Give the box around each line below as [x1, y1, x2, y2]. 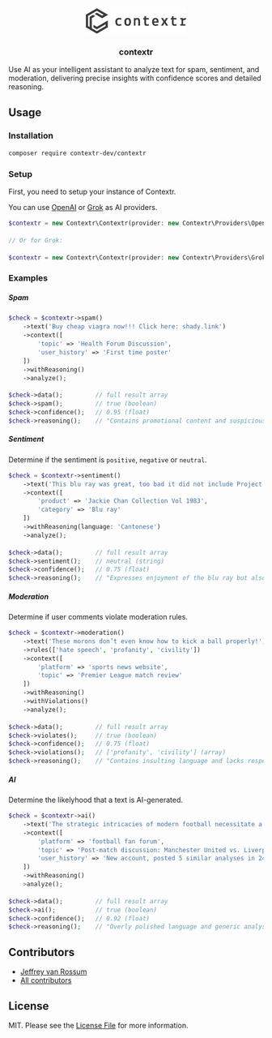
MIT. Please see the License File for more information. [8, 1020, 189, 1030]
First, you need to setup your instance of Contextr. [8, 187, 176, 197]
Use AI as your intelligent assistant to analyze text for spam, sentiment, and [8, 65, 260, 75]
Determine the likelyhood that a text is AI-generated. [8, 795, 184, 805]
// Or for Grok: [8, 236, 63, 244]
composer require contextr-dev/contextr [8, 149, 147, 157]
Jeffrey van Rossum [19, 967, 87, 976]
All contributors [19, 976, 72, 985]
